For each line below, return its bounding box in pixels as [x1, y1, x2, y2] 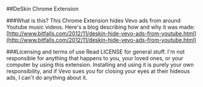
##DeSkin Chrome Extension [6, 5, 79, 12]
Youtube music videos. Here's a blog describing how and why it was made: [6, 24, 195, 30]
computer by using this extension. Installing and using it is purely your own [6, 61, 194, 68]
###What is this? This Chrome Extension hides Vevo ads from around [6, 17, 181, 24]
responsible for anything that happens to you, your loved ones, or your [6, 55, 183, 61]
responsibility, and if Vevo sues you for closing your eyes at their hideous [6, 68, 190, 75]
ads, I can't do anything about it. [6, 74, 88, 81]
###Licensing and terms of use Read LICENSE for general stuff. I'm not [6, 48, 185, 55]
